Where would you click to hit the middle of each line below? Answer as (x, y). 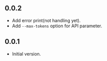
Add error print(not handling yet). (46, 20)
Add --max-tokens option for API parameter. (57, 26)
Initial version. (26, 54)
